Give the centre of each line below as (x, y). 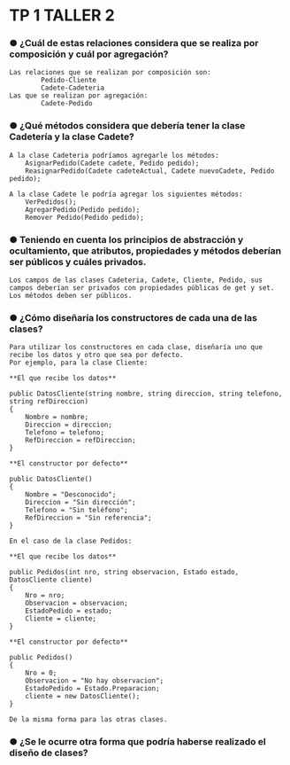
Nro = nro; (45, 596)
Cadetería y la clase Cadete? (72, 137)
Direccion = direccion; (69, 425)
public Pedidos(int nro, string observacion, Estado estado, (124, 573)
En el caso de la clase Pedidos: (71, 542)
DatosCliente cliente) (51, 580)
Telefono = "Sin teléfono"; (76, 511)
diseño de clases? (49, 753)
